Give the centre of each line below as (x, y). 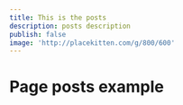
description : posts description (70, 26)
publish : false (38, 34)
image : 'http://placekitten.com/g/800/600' (92, 43)
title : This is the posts (58, 17)
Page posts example (87, 87)
